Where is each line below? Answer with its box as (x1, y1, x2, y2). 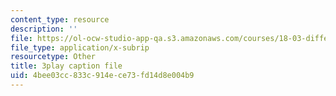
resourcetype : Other (10, 52, 97, 62)
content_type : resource (10, 14, 110, 25)
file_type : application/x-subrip (10, 42, 150, 53)
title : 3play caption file (10, 61, 123, 71)
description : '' (10, 24, 78, 34)
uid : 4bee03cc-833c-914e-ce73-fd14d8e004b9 (10, 71, 195, 81)
